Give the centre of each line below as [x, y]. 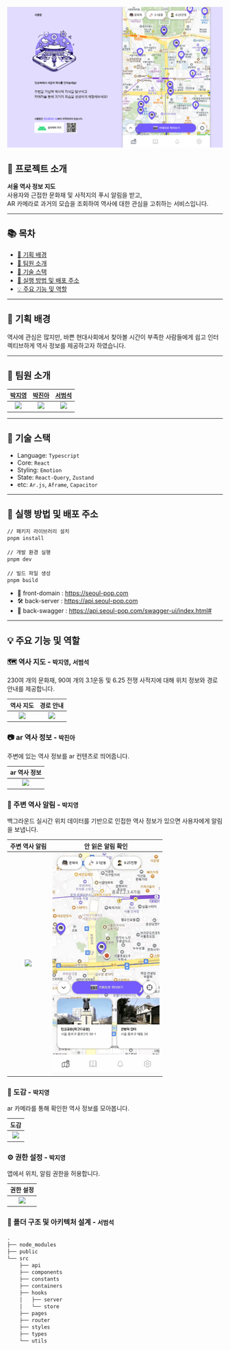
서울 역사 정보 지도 [31, 187]
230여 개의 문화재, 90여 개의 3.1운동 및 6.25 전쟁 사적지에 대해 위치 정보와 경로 [113, 680]
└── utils [34, 1341]
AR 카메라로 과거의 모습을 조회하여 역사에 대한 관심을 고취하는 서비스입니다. [108, 204]
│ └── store [39, 1306]
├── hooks [34, 1293]
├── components [41, 1272]
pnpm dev [20, 559]
